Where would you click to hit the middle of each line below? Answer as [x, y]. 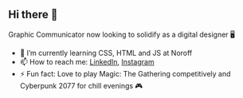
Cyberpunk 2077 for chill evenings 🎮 [81, 85]
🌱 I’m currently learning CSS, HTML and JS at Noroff [106, 53]
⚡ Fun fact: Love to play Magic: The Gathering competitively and [125, 73]
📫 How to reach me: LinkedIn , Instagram [87, 61]
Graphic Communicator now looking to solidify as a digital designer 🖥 [121, 34]
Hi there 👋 [33, 15]
